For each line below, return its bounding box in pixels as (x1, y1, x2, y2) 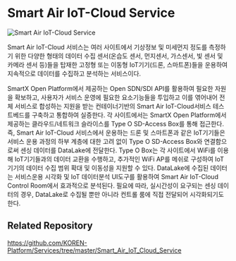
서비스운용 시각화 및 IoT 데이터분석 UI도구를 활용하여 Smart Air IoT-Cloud (14, 172, 218, 181)
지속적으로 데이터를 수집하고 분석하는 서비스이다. (7, 69, 142, 78)
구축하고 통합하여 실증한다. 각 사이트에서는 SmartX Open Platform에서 (31, 111, 227, 119)
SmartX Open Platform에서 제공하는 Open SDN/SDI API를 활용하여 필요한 (7, 84, 213, 92)
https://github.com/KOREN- (7, 238, 87, 247)
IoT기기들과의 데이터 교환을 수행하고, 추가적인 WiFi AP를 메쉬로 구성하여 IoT (14, 154, 224, 163)
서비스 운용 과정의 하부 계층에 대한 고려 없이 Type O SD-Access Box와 (7, 137, 203, 145)
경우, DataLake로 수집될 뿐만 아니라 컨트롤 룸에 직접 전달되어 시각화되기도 (20, 190, 224, 198)
